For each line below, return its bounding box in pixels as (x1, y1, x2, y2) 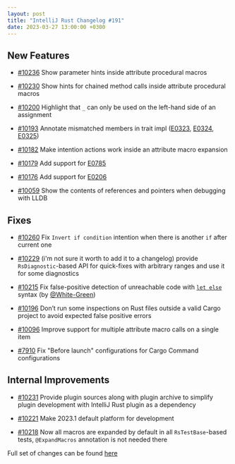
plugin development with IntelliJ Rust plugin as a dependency (17, 400, 196, 409)
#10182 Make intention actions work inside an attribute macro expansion (17, 145, 228, 154)
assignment (17, 111, 52, 119)
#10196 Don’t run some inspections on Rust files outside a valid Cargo (17, 304, 221, 312)
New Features (7, 49, 70, 61)
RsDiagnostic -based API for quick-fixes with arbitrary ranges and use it (17, 262, 225, 270)
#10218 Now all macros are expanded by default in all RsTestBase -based (17, 427, 227, 436)
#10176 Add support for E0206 (17, 173, 107, 181)
